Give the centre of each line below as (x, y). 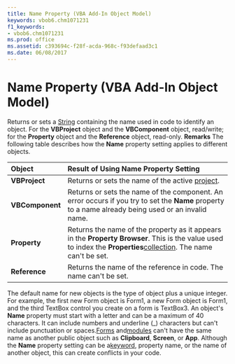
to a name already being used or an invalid (137, 209)
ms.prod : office (31, 40)
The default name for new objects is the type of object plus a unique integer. (117, 293)
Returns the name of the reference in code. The (145, 267)
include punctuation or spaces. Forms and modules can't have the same (109, 330)
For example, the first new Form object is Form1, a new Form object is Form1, (117, 300)
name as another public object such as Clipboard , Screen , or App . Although (117, 337)
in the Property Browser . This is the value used (145, 238)
